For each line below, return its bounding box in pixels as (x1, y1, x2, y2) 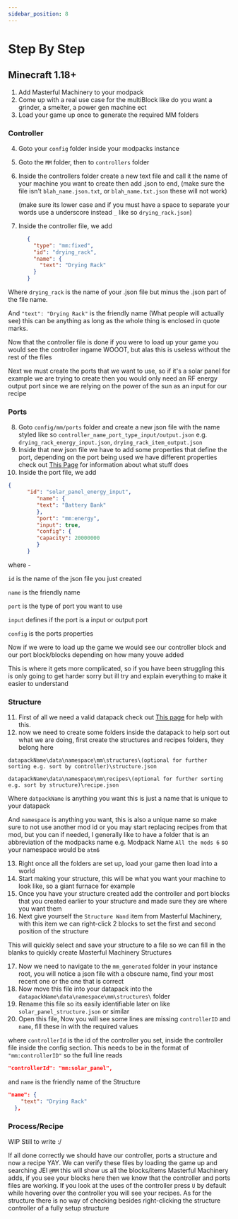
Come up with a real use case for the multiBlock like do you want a (18, 95, 213, 103)
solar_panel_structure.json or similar (18, 1007, 130, 1016)
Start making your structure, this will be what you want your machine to (18, 875, 227, 883)
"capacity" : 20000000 (36, 534, 100, 542)
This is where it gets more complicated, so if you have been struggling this (8, 664, 225, 673)
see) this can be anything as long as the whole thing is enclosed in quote (8, 317, 220, 325)
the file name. (8, 296, 48, 304)
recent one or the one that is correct (18, 977, 124, 986)
